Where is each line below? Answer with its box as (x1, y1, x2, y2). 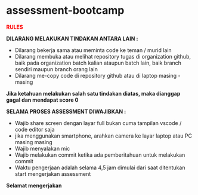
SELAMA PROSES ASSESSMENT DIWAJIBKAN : (6, 108, 126, 115)
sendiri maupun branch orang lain (14, 65, 98, 72)
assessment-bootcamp (6, 4, 125, 17)
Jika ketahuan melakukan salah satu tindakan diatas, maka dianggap (6, 90, 181, 97)
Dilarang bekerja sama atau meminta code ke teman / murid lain (14, 46, 172, 54)
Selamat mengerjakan (6, 182, 62, 189)
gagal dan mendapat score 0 (6, 96, 79, 103)
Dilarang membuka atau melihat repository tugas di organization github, (14, 53, 191, 60)
